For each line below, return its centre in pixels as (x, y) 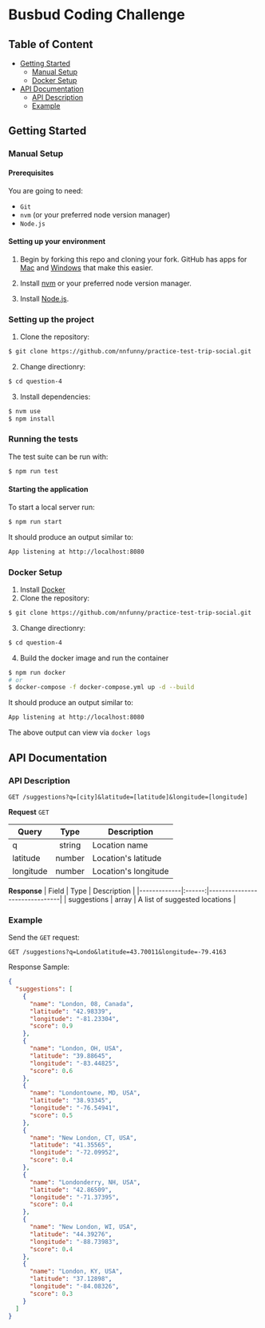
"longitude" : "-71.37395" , (74, 1197)
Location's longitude (131, 871)
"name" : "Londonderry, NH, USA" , (85, 1182)
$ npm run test (34, 471)
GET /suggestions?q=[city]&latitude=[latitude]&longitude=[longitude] (128, 797)
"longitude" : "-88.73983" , (74, 1242)
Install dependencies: (55, 397)
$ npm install (32, 419)
